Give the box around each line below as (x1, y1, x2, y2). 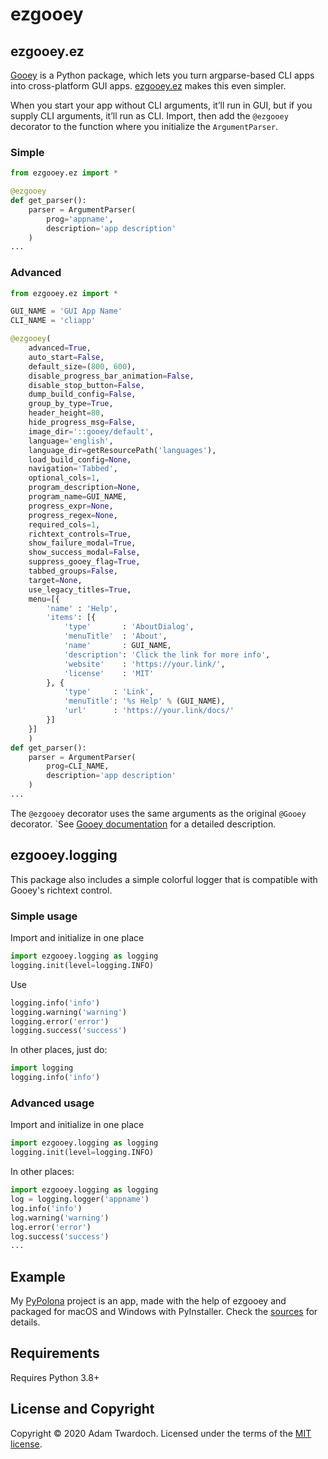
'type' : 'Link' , (63, 687, 155, 697)
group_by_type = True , (28, 399, 114, 409)
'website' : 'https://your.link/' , (63, 659, 226, 669)
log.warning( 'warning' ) (10, 1213, 110, 1223)
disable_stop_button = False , (28, 380, 145, 390)
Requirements (10, 1345, 100, 1362)
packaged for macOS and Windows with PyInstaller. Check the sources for (10, 1306, 318, 1318)
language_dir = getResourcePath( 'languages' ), (28, 445, 217, 455)
